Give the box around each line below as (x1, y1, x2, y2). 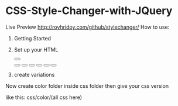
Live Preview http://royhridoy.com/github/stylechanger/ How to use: (5, 23, 170, 30)
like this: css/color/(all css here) (5, 94, 83, 101)
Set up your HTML (13, 46, 59, 53)
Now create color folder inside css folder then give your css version (5, 82, 169, 89)
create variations (13, 71, 55, 78)
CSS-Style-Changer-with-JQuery (5, 4, 173, 18)
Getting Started (13, 35, 51, 42)
